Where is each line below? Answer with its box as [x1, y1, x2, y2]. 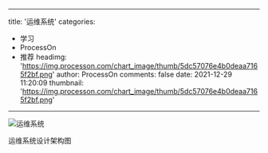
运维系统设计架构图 [8, 136, 72, 145]
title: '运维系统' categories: [8, 17, 96, 26]
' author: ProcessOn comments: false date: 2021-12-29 [52, 69, 233, 79]
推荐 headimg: [19, 53, 68, 61]
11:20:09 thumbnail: [19, 78, 84, 88]
